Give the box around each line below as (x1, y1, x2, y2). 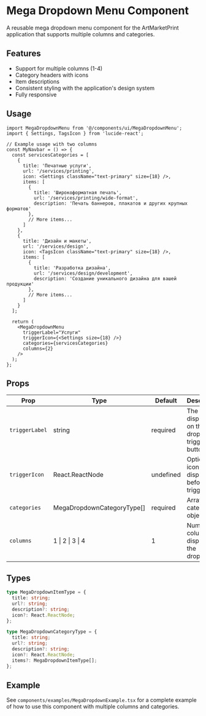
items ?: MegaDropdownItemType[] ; (12, 657, 97, 664)
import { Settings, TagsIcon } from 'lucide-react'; (6, 130, 144, 136)
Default (155, 396, 177, 405)
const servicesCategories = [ (12, 152, 89, 158)
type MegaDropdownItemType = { (6, 589, 86, 596)
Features (6, 49, 41, 59)
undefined (151, 471, 181, 479)
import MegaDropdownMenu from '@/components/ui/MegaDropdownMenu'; (6, 125, 183, 131)
